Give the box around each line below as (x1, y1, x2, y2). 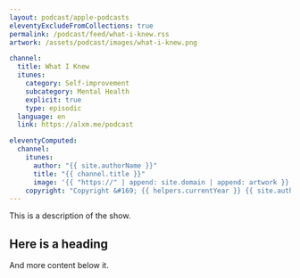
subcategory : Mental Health (25, 86, 129, 96)
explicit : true (25, 95, 82, 104)
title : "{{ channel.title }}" (32, 169, 146, 178)
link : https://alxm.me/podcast (17, 120, 134, 129)
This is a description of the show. (9, 210, 131, 221)
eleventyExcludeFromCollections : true (9, 21, 154, 30)
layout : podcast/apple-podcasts (9, 12, 129, 22)
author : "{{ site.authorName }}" (32, 161, 158, 170)
